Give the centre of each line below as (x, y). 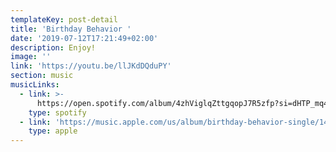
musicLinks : (35, 85)
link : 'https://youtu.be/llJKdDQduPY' (91, 66)
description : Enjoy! (53, 47)
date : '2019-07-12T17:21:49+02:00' (84, 38)
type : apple (53, 131)
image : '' (31, 57)
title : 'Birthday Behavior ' (71, 29)
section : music (42, 76)
